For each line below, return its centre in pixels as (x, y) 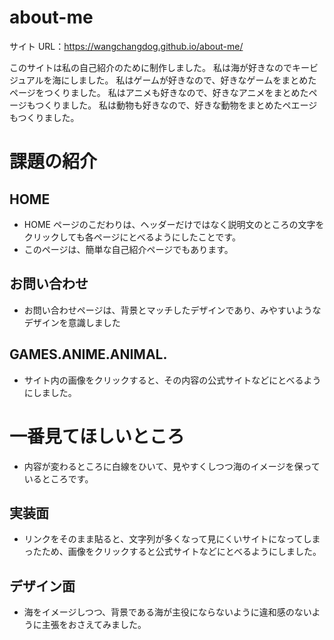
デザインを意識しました (72, 322)
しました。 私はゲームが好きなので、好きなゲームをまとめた (193, 80)
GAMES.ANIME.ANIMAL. (88, 354)
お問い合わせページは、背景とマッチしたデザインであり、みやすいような (172, 310)
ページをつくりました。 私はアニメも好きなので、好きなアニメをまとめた (159, 92)
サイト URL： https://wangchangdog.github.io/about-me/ (126, 46)
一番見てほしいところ (97, 436)
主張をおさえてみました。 (94, 625)
